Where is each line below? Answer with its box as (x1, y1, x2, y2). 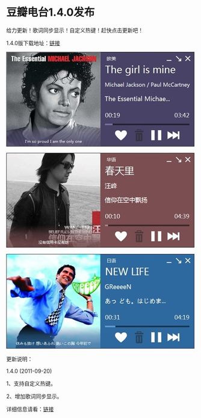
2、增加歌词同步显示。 (6, 393, 63, 400)
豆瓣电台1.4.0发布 (6, 5, 95, 19)
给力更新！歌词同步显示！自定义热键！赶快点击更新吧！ (6, 27, 143, 34)
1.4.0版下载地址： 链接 (6, 39, 60, 46)
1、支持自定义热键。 (6, 379, 56, 387)
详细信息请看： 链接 (6, 405, 54, 413)
